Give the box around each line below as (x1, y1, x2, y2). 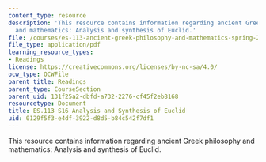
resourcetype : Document (8, 100, 87, 107)
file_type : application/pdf (8, 41, 101, 49)
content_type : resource (8, 11, 87, 20)
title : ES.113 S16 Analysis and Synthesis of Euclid (8, 107, 186, 115)
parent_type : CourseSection (8, 85, 101, 93)
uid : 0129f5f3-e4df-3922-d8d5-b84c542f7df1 (8, 115, 154, 122)
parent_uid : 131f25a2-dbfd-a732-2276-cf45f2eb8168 (8, 92, 179, 100)
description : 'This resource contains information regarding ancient (8, 19, 243, 27)
